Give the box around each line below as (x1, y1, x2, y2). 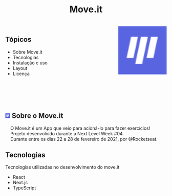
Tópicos (5, 35, 32, 44)
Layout (12, 65, 28, 71)
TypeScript (12, 185, 36, 191)
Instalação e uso (12, 60, 48, 66)
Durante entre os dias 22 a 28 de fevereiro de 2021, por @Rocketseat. (10, 136, 158, 142)
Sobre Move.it (12, 48, 42, 55)
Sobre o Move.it (12, 111, 63, 120)
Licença (12, 70, 30, 77)
